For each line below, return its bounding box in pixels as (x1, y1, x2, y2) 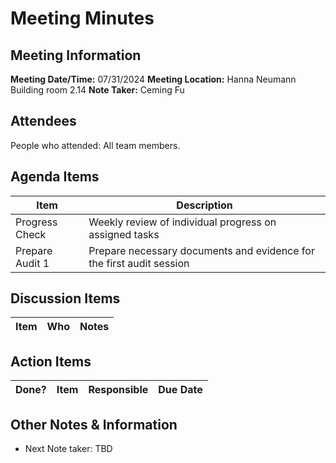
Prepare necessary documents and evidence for (88, 243, 315, 257)
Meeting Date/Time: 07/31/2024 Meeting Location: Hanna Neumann (10, 73, 297, 85)
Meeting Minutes (10, 7, 155, 30)
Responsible (88, 383, 149, 397)
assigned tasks (88, 227, 160, 241)
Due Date (158, 383, 203, 397)
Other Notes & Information (10, 416, 178, 433)
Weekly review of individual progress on (88, 215, 277, 229)
